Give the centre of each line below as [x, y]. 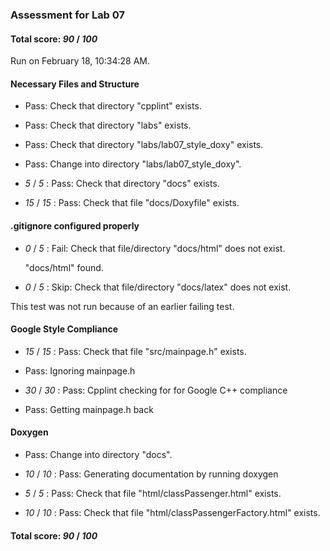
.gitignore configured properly [75, 225]
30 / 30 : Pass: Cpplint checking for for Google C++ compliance [156, 390]
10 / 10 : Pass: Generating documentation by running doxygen [151, 474]
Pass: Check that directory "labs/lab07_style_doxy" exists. [144, 145]
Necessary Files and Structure [75, 84]
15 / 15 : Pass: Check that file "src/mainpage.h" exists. [135, 351]
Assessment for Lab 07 [68, 15]
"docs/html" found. [64, 267]
